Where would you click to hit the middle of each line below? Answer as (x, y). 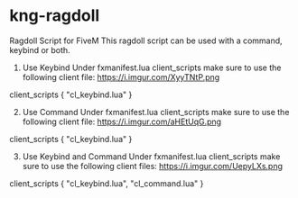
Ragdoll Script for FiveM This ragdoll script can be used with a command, (146, 40)
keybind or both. (40, 49)
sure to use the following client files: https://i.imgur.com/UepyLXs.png (152, 166)
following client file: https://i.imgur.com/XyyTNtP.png (121, 76)
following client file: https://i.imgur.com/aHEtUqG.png (122, 121)
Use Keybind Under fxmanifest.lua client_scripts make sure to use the (152, 67)
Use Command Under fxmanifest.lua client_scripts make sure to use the (156, 112)
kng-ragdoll (55, 16)
